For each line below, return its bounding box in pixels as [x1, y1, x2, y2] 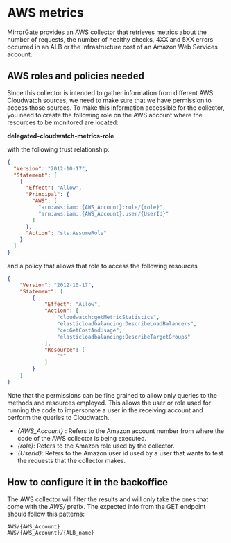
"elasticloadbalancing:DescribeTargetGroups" [56, 333, 191, 340]
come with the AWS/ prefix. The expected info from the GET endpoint [7, 502, 206, 510]
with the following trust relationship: [7, 145, 110, 154]
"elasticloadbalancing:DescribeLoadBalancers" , [56, 321, 197, 327]
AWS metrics [7, 5, 85, 21]
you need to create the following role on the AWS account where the [7, 111, 203, 119]
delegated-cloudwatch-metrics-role [7, 131, 114, 140]
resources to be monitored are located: [7, 118, 119, 127]
